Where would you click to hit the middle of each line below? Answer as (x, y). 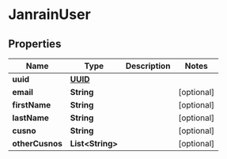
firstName (32, 105)
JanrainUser (49, 15)
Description (148, 66)
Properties (35, 44)
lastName (31, 118)
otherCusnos (38, 144)
